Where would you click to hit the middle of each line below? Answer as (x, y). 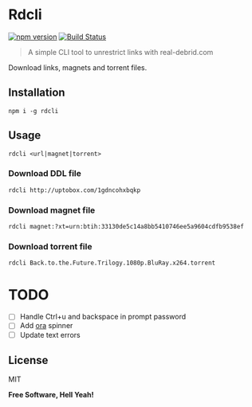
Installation (37, 93)
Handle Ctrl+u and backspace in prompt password (103, 317)
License (28, 360)
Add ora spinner (46, 326)
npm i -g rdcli (33, 111)
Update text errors (50, 335)
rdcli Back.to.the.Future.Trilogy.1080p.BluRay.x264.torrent (112, 263)
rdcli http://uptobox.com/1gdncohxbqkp (75, 190)
